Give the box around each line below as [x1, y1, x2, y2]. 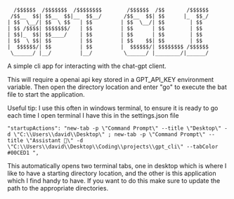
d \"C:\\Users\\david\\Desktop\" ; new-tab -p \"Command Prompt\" [7, 131, 206, 138]
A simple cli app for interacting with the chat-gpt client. [7, 62, 167, 70]
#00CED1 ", [7, 149, 39, 156]
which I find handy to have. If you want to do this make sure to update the [7, 177, 221, 185]
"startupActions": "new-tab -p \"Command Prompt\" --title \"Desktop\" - [7, 125, 228, 132]
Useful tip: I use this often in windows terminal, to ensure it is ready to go [7, 104, 219, 112]
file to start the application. [7, 90, 86, 98]
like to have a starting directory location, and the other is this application [7, 169, 216, 177]
